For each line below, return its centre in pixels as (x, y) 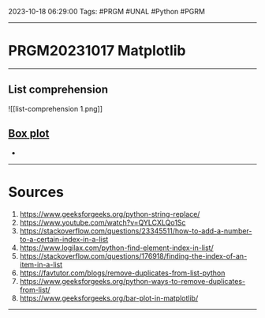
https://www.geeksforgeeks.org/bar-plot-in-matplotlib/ (109, 298)
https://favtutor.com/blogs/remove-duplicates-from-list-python (122, 273)
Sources (36, 192)
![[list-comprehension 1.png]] (56, 108)
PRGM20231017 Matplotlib (97, 51)
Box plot (29, 134)
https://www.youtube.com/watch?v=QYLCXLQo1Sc (103, 222)
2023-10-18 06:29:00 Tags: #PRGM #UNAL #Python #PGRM (106, 11)
